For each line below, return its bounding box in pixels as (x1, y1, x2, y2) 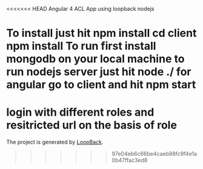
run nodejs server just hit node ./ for (6, 65, 191, 79)
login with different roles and (6, 105, 155, 119)
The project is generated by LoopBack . (6, 139, 104, 146)
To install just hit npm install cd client (6, 27, 197, 40)
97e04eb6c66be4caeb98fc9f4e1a (111, 150, 197, 157)
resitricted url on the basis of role (6, 118, 178, 132)
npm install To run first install (6, 39, 156, 53)
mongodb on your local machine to (6, 52, 185, 66)
